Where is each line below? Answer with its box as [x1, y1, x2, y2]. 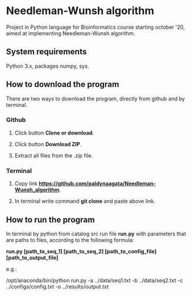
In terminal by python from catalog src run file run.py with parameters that [6, 230, 186, 237]
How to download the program [6, 79, 119, 89]
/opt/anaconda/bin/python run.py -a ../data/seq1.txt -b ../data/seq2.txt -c [6, 277, 183, 284]
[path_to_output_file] [6, 254, 59, 261]
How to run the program [6, 214, 95, 224]
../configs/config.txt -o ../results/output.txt [6, 283, 109, 290]
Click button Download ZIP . [14, 140, 82, 147]
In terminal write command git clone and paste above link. [14, 198, 156, 205]
